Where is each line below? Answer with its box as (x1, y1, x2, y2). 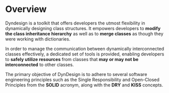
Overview (5, 3, 47, 15)
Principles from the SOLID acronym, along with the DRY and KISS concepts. (5, 81, 163, 88)
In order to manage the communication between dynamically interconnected (5, 45, 164, 51)
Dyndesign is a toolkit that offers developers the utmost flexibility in (5, 20, 145, 26)
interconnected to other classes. (5, 61, 74, 67)
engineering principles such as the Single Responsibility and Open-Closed (5, 76, 160, 82)
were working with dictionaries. (5, 36, 71, 42)
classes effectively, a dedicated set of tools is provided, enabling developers (5, 51, 164, 57)
